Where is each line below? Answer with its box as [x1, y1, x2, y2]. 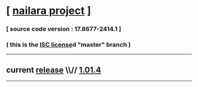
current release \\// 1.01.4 [6, 65, 101, 75]
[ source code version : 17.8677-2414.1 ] [6, 25, 122, 33]
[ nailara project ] [6, 4, 91, 18]
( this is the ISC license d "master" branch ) [6, 41, 131, 49]
